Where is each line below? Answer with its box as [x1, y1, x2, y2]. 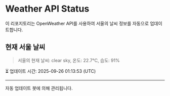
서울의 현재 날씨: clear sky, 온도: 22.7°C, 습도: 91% [17, 57, 120, 63]
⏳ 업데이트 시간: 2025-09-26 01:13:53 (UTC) [5, 68, 96, 74]
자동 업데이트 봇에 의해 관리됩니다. [5, 85, 73, 91]
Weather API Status [5, 3, 90, 15]
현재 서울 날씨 [5, 43, 46, 52]
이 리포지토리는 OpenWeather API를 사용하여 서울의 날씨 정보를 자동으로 [5, 20, 149, 26]
